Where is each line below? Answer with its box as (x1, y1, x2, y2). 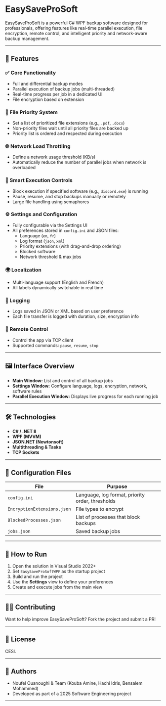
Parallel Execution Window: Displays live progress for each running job (12, 393, 159, 399)
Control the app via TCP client (12, 337, 74, 343)
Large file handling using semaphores (12, 199, 89, 205)
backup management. (5, 36, 50, 42)
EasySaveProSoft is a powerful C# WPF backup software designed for (5, 20, 148, 26)
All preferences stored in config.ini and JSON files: (12, 227, 119, 233)
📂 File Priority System (5, 109, 58, 116)
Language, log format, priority (76, 491, 145, 498)
